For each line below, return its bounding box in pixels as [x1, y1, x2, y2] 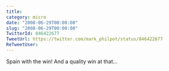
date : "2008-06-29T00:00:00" [6, 20, 78, 25]
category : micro [6, 14, 46, 20]
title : [6, 8, 23, 15]
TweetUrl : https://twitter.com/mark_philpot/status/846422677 [6, 36, 163, 42]
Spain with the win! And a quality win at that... [6, 57, 118, 65]
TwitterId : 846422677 [6, 31, 60, 37]
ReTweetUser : [6, 42, 39, 48]
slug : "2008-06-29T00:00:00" [6, 25, 78, 31]
